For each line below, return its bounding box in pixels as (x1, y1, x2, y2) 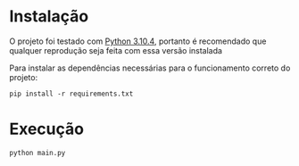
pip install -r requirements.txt (9, 89, 134, 98)
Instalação (9, 6, 89, 27)
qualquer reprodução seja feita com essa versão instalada (9, 45, 223, 55)
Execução (9, 119, 85, 139)
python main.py (9, 148, 66, 157)
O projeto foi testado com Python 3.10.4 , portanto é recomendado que (9, 36, 267, 46)
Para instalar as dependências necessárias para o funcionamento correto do (9, 62, 291, 73)
